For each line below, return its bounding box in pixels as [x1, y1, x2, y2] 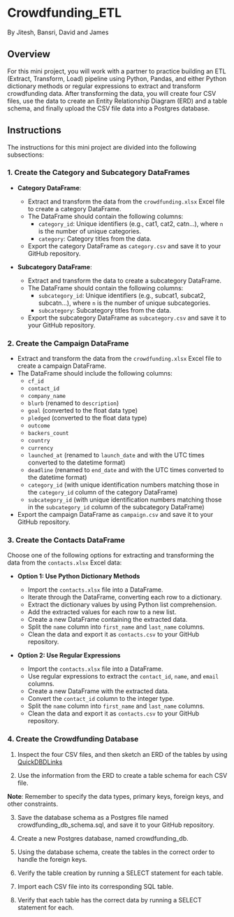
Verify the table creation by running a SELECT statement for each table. [17, 869, 224, 877]
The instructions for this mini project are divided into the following [7, 143, 197, 151]
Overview [7, 48, 51, 60]
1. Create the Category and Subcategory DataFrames [7, 168, 191, 178]
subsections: [7, 150, 44, 159]
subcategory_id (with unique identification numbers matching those [27, 495, 222, 504]
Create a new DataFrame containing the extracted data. [27, 616, 188, 624]
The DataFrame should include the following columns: [17, 369, 173, 378]
